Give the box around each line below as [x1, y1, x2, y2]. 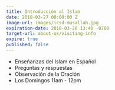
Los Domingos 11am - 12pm [14, 76, 81, 83]
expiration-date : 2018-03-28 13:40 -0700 [6, 25, 110, 31]
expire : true [6, 36, 38, 42]
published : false [6, 42, 49, 48]
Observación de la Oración [14, 70, 80, 78]
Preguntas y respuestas [14, 64, 73, 71]
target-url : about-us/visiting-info [6, 31, 96, 37]
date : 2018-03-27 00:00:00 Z [6, 14, 78, 20]
